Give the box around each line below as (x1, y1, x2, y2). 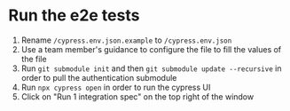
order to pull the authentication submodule (20, 72, 177, 83)
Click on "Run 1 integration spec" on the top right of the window (20, 91, 255, 102)
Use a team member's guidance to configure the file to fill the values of (20, 44, 282, 54)
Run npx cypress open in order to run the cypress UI (20, 82, 211, 92)
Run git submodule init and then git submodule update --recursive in (20, 63, 282, 74)
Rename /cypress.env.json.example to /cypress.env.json (20, 35, 232, 45)
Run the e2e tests (8, 5, 140, 26)
